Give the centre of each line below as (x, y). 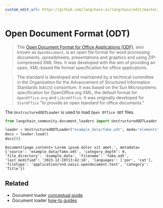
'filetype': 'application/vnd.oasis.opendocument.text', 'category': (77, 165)
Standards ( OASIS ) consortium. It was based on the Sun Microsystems (87, 87)
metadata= (130, 148)
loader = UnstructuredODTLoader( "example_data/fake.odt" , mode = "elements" (82, 130)
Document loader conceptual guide (47, 195)
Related (17, 184)
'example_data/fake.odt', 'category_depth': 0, (78, 152)
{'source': (16, 152)
